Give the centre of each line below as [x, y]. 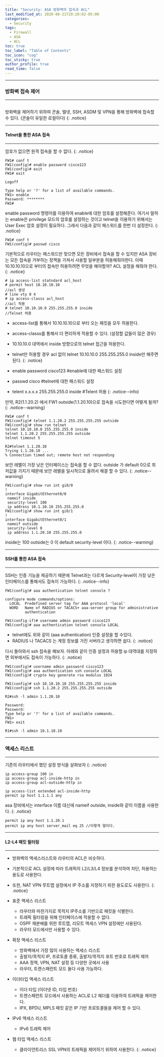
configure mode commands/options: [40, 599]
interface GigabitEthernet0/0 [36, 494]
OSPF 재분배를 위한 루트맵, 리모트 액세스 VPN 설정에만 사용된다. [81, 923]
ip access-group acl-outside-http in [43, 783]
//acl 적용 [15, 304]
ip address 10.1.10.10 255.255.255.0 [45, 507]
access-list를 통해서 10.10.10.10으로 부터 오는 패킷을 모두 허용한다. [75, 323]
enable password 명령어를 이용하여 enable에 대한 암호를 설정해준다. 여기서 [77, 213]
